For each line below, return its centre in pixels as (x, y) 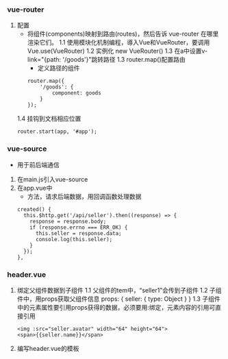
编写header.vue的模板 (48, 348)
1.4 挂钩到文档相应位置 (49, 119)
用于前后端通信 (38, 164)
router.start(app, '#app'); (57, 132)
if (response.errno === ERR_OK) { (79, 227)
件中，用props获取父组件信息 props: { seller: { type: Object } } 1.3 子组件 (118, 299)
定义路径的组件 (59, 68)
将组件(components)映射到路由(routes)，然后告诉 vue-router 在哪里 (123, 34)
